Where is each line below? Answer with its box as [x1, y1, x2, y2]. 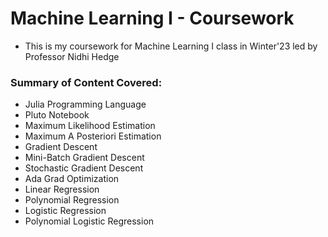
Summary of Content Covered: [10, 75, 163, 89]
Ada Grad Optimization [24, 173, 120, 185]
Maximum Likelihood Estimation [24, 120, 156, 132]
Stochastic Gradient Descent [24, 162, 144, 174]
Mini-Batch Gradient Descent [24, 152, 145, 164]
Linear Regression [24, 183, 100, 196]
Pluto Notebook [24, 109, 90, 121]
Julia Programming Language [24, 98, 147, 111]
